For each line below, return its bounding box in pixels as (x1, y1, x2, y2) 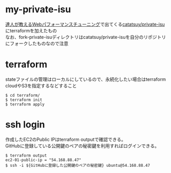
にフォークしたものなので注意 (5, 40, 68, 47)
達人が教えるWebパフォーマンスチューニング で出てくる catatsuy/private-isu (5, 21, 165, 27)
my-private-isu (5, 4, 71, 15)
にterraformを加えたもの (5, 27, 58, 34)
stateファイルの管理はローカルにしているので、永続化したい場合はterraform (5, 76, 166, 82)
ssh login (5, 119, 45, 131)
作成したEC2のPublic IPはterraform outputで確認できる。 (5, 136, 126, 142)
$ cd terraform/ (5, 93, 40, 98)
